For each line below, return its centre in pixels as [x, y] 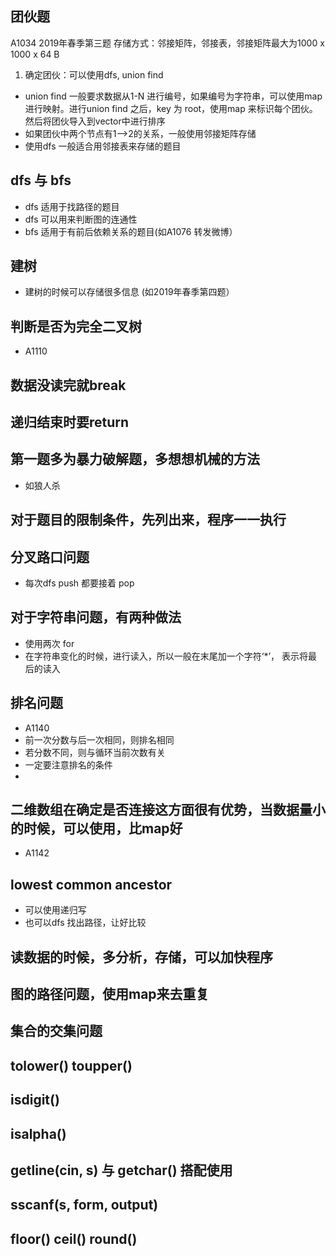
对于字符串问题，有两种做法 [96, 617]
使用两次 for [49, 643]
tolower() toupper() [71, 1065]
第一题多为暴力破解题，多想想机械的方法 [135, 459]
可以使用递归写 [55, 910]
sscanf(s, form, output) [84, 1205]
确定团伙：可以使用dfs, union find [94, 74]
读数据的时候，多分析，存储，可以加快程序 [141, 957]
